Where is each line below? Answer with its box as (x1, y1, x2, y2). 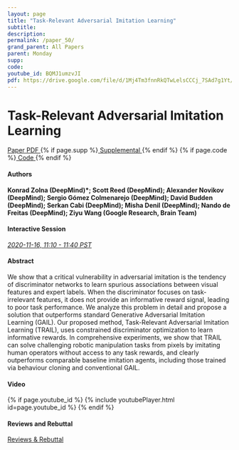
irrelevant (7, 295, 36, 303)
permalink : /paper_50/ (7, 37, 75, 44)
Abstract (7, 257, 34, 266)
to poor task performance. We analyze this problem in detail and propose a (7, 303, 227, 311)
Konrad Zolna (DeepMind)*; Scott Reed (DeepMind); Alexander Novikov (7, 186, 224, 194)
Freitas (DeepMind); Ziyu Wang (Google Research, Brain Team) (7, 208, 197, 217)
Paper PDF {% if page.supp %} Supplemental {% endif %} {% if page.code (7, 146, 228, 155)
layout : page (7, 10, 46, 18)
